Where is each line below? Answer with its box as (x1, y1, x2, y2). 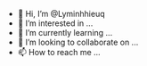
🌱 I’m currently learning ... (17, 28, 113, 37)
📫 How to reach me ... (17, 47, 101, 57)
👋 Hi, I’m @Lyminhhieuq (17, 9, 105, 19)
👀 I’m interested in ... (17, 18, 94, 29)
